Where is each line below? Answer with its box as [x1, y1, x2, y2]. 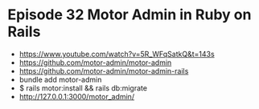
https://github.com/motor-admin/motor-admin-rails [18, 66, 189, 75]
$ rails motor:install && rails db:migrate [18, 83, 148, 93]
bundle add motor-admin [18, 75, 102, 84]
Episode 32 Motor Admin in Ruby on [7, 6, 252, 24]
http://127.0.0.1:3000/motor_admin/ [18, 91, 134, 101]
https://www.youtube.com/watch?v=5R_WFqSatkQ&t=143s [18, 49, 215, 59]
